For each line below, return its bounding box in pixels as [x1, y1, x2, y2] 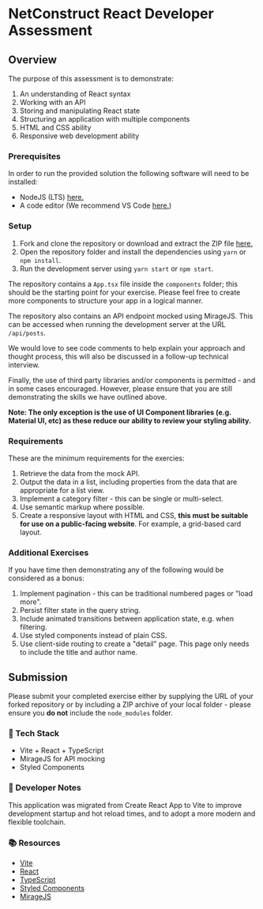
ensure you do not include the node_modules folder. [8, 708, 174, 717]
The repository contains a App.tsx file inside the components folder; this [8, 279, 239, 288]
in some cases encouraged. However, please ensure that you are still [8, 384, 233, 393]
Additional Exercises [8, 547, 89, 558]
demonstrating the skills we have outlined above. [8, 392, 167, 401]
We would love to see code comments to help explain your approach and [8, 343, 246, 352]
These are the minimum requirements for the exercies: [8, 453, 185, 463]
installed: [8, 177, 38, 186]
